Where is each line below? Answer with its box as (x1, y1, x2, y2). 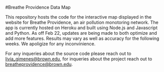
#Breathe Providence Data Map (5, 5, 71, 10)
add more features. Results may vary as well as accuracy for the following (5, 35, 159, 41)
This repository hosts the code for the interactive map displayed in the (5, 14, 152, 20)
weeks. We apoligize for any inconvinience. (5, 41, 96, 47)
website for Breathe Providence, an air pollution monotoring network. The (5, 20, 158, 25)
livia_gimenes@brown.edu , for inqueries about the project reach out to (5, 56, 152, 62)
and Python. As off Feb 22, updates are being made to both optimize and (5, 30, 157, 36)
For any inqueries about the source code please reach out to (5, 50, 132, 56)
